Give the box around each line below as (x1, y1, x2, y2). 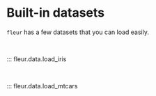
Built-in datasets (6, 5, 105, 21)
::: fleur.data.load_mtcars (6, 81, 78, 90)
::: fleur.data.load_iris (6, 54, 67, 63)
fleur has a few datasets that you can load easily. (6, 28, 149, 36)
